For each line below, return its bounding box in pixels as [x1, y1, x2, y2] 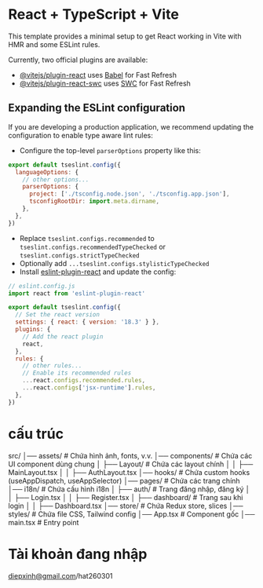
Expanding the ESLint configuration [8, 101, 186, 115]
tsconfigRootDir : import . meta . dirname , [28, 198, 159, 206]
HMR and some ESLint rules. [8, 39, 100, 49]
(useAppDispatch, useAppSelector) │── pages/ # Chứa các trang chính [8, 476, 241, 485]
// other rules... [22, 362, 82, 370]
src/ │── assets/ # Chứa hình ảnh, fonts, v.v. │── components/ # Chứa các [8, 451, 253, 460]
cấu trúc [8, 425, 64, 443]
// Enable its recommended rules [22, 369, 132, 378]
